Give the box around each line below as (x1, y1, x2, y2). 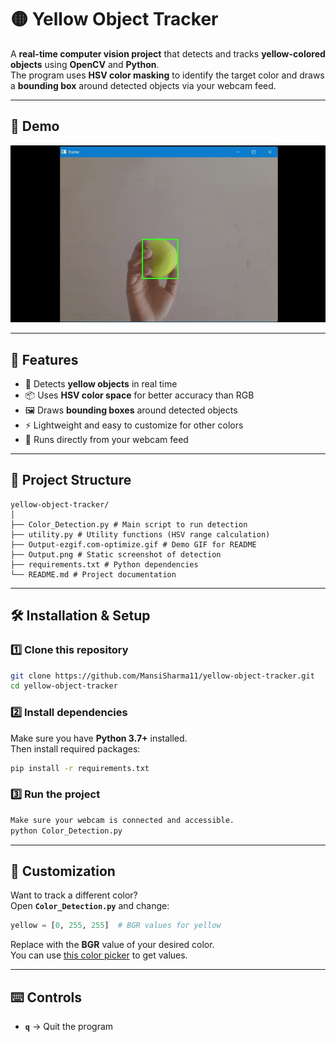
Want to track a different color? (10, 889, 138, 901)
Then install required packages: (10, 742, 141, 755)
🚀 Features (10, 351, 79, 368)
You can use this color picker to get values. (10, 949, 188, 961)
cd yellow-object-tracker (10, 681, 118, 691)
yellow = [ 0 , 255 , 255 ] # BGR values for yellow (10, 921, 222, 931)
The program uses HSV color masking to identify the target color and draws (10, 69, 325, 81)
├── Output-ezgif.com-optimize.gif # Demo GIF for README (10, 539, 257, 550)
